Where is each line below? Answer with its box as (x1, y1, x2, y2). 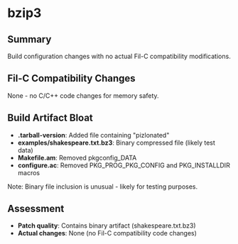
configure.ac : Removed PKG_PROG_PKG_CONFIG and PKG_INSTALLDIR (17, 161, 231, 170)
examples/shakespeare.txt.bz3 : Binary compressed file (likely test (17, 138, 215, 147)
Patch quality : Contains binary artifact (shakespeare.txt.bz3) (17, 221, 197, 230)
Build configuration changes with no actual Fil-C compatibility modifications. (7, 52, 231, 60)
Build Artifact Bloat (7, 112, 94, 124)
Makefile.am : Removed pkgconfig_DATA (17, 153, 137, 162)
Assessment (7, 203, 65, 215)
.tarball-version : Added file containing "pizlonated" (17, 131, 170, 139)
